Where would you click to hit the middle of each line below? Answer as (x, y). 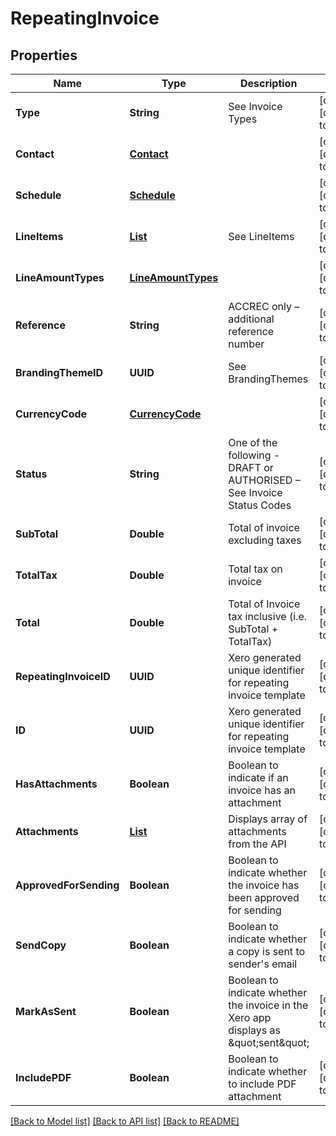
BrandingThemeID (59, 372)
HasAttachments (56, 784)
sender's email (263, 964)
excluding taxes (265, 540)
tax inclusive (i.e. (268, 616)
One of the (253, 442)
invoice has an (262, 790)
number (246, 344)
